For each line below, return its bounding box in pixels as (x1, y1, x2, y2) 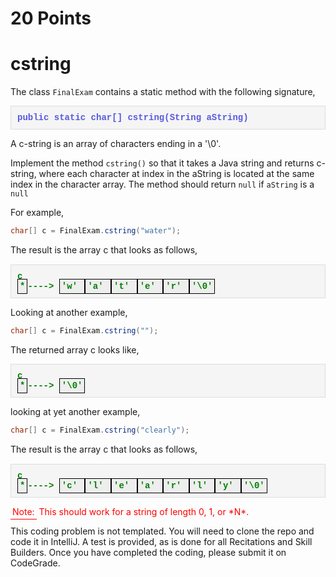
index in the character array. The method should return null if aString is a (10, 178, 315, 191)
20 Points (10, 7, 92, 30)
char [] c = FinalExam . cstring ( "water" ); (10, 226, 182, 236)
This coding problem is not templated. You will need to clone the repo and (10, 525, 315, 537)
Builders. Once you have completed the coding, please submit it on (10, 546, 287, 558)
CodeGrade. (10, 557, 61, 569)
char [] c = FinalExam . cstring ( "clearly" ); (10, 425, 190, 435)
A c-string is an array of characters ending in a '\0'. (10, 138, 222, 150)
